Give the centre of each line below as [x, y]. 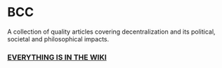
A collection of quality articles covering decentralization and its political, [111, 32]
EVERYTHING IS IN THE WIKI [57, 57]
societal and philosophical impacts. [58, 39]
